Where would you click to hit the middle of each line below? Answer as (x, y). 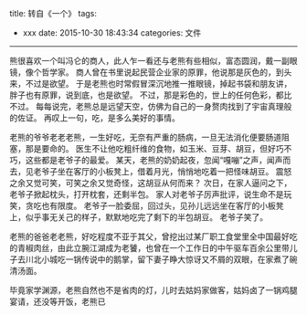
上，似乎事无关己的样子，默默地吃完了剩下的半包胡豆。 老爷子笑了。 (138, 217)
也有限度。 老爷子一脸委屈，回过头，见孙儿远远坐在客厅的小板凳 (162, 205)
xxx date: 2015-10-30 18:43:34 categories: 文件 (112, 33)
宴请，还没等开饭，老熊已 (58, 301)
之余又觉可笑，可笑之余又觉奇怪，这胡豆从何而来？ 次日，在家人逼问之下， (151, 183)
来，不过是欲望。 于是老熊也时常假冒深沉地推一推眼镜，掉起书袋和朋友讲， (151, 84)
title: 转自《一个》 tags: (53, 13)
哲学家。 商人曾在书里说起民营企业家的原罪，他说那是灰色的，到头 (166, 72)
